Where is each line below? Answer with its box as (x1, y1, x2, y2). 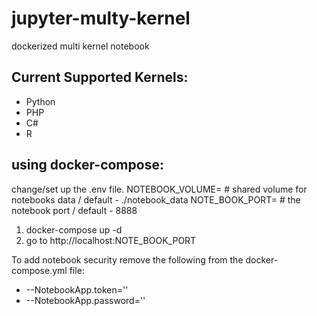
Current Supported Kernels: (11, 69, 189, 86)
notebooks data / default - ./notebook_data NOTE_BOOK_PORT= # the (11, 193, 301, 206)
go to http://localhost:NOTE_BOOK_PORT (25, 234, 197, 246)
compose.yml (11, 264, 68, 276)
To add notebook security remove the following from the (11, 253, 244, 266)
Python (25, 95, 56, 107)
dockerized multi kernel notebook (11, 40, 150, 52)
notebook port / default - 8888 (11, 204, 138, 216)
